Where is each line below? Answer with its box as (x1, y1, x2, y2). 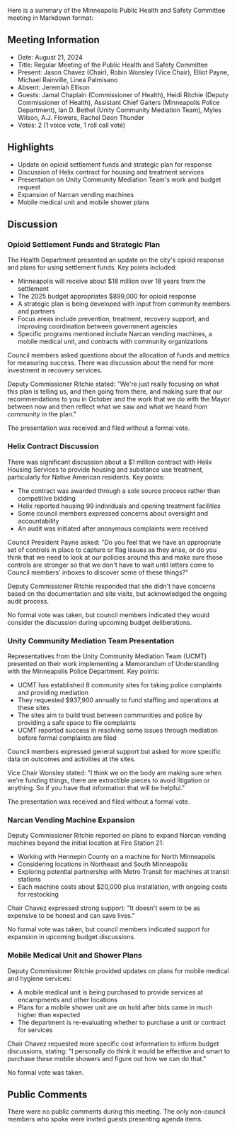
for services (17, 1025, 53, 1034)
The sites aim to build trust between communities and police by (17, 711, 203, 719)
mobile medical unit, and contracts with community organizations (17, 337, 209, 346)
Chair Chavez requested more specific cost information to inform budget (7, 1039, 219, 1048)
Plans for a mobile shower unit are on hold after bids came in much (17, 1003, 213, 1012)
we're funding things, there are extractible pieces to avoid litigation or (7, 776, 210, 785)
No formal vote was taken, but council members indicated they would (7, 610, 210, 619)
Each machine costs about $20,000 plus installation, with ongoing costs (17, 882, 228, 891)
